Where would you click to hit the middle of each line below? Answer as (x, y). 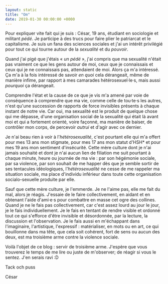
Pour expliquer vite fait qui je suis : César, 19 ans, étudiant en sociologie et (82, 34)
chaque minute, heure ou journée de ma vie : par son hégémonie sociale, (81, 158)
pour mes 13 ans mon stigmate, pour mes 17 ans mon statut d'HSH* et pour (83, 142)
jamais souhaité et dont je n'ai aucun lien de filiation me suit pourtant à (78, 153)
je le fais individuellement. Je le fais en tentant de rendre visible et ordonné (83, 210)
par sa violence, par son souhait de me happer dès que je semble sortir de (82, 164)
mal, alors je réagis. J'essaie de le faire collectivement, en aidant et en (78, 195)
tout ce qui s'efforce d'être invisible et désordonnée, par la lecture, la (76, 216)
